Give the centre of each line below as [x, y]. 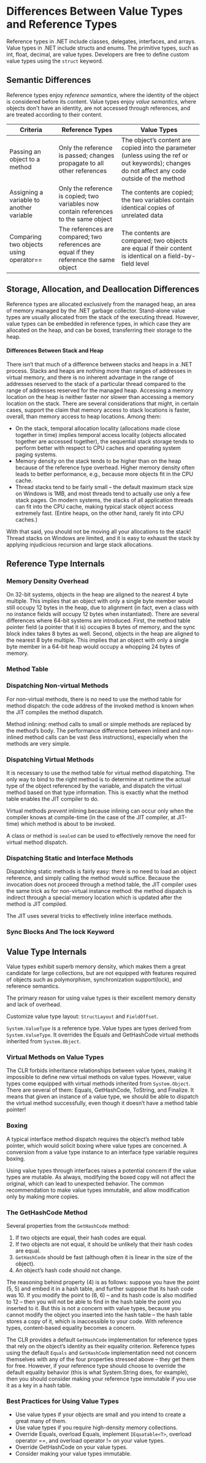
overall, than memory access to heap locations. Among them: [84, 416]
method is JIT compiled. [37, 904]
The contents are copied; [158, 192]
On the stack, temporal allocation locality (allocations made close [97, 428]
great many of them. [41, 1421]
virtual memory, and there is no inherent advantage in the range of [90, 377]
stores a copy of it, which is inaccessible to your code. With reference [94, 1321]
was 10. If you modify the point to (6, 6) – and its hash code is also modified [102, 1295]
